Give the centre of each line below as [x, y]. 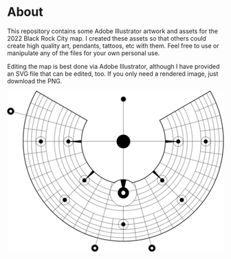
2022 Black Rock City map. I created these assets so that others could [107, 38]
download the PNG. [35, 81]
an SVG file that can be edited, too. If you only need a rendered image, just [113, 74]
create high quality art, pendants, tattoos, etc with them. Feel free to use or [113, 45]
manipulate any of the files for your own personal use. [84, 53]
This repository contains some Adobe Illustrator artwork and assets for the [113, 31]
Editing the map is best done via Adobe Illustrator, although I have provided [113, 66]
